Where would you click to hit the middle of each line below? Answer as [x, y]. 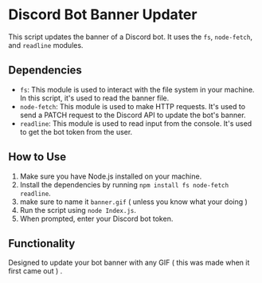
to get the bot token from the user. [76, 132]
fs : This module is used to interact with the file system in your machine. [137, 89]
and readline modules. [46, 45]
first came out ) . [35, 271]
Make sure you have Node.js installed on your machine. [111, 176]
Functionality [42, 244]
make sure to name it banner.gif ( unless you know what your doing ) [134, 202]
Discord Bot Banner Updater [103, 15]
